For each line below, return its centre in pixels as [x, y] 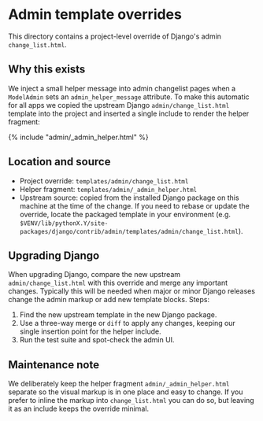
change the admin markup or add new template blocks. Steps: [109, 300]
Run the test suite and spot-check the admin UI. [97, 340]
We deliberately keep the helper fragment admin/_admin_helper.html [119, 384]
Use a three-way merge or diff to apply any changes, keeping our [128, 323]
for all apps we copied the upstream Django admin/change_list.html [119, 105]
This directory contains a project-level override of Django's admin [115, 36]
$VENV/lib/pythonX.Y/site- [64, 223]
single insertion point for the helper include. [90, 331]
